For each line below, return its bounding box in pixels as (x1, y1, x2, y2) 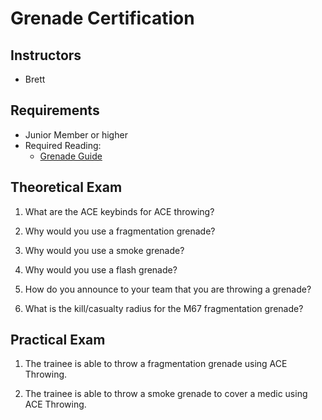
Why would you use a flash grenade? (24, 263, 178, 276)
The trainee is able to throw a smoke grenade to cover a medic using (24, 388, 308, 400)
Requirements (10, 102, 100, 119)
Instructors (10, 47, 82, 64)
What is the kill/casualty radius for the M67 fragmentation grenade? (24, 302, 304, 314)
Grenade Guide (39, 150, 103, 162)
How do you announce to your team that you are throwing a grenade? (24, 283, 312, 295)
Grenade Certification (10, 7, 195, 30)
